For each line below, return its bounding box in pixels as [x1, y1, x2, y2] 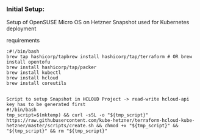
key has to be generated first [6, 102, 86, 108]
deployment [6, 25, 37, 32]
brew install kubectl [6, 70, 62, 76]
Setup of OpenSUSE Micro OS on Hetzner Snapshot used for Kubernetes [6, 19, 190, 26]
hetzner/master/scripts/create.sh [6, 123, 95, 129]
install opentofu [6, 59, 51, 65]
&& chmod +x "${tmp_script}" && [96, 123, 179, 129]
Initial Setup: [6, 5, 45, 13]
